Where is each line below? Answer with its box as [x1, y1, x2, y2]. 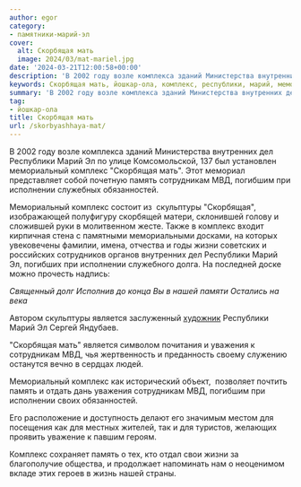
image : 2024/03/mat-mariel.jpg [17, 55, 134, 64]
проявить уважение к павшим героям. [9, 431, 157, 442]
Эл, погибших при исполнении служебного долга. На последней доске [9, 259, 282, 269]
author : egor [9, 13, 58, 22]
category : [9, 22, 47, 30]
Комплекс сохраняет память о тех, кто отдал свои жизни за [9, 449, 239, 459]
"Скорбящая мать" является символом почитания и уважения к [9, 340, 255, 350]
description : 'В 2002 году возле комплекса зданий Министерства [9, 72, 254, 81]
